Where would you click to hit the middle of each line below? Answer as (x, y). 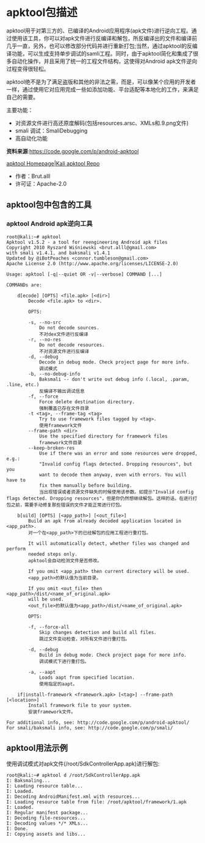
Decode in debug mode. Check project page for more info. (114, 362)
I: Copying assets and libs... (46, 834)
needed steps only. (53, 554)
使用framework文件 (60, 425)
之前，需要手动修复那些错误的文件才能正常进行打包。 (68, 505)
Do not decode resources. (72, 345)
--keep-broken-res (52, 448)
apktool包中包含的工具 (49, 205)
